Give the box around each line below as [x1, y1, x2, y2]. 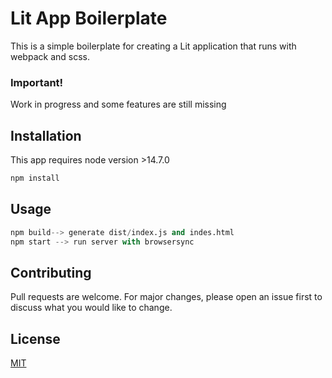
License [10, 330, 61, 347]
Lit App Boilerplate [10, 7, 168, 30]
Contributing [10, 264, 92, 281]
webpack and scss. [10, 50, 90, 62]
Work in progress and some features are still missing [10, 98, 227, 111]
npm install [10, 173, 60, 184]
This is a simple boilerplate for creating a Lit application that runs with [10, 40, 297, 52]
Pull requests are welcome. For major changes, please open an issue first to [10, 291, 323, 303]
